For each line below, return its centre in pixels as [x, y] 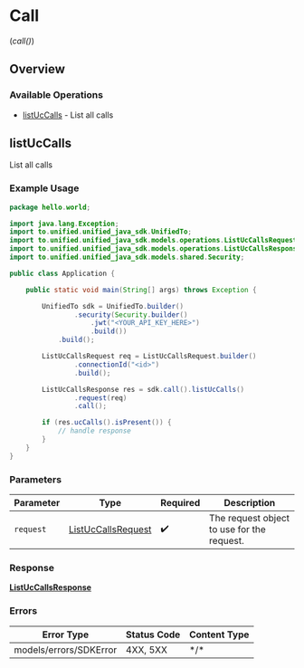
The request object [250, 519]
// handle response [94, 431]
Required [180, 503]
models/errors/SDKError [66, 650]
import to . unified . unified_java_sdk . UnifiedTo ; [101, 232]
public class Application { [62, 273]
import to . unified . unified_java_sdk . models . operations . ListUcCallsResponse [155, 249]
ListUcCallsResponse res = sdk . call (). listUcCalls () [143, 389]
